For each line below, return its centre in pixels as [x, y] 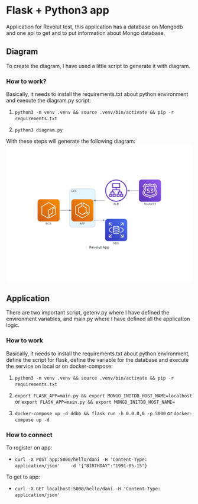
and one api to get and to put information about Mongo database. [86, 33]
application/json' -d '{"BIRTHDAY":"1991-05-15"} [81, 466]
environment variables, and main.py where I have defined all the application [98, 319]
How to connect [29, 435]
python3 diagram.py [39, 130]
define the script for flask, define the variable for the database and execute [98, 359]
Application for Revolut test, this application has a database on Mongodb [95, 27]
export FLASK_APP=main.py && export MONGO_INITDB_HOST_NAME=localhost [103, 396]
